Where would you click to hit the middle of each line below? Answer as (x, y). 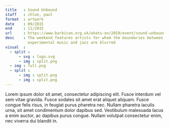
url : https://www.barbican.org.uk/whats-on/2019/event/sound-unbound (85, 33)
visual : (16, 47)
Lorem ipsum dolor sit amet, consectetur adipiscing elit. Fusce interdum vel (83, 94)
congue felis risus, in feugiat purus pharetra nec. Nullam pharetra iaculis (80, 105)
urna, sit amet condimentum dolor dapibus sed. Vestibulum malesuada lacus (84, 110)
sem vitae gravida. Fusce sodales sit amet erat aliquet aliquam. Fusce (77, 99)
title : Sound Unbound (31, 10)
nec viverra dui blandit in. (31, 120)
